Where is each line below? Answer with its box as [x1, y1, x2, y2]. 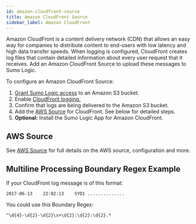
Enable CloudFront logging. [14, 96, 81, 103]
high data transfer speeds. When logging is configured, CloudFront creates [6, 48, 188, 55]
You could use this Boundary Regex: [6, 201, 94, 208]
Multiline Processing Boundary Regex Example [6, 164, 181, 174]
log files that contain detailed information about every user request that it [6, 54, 183, 62]
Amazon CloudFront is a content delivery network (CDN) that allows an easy [6, 36, 191, 43]
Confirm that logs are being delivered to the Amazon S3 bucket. [14, 102, 169, 109]
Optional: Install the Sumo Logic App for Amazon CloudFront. [14, 114, 163, 121]
